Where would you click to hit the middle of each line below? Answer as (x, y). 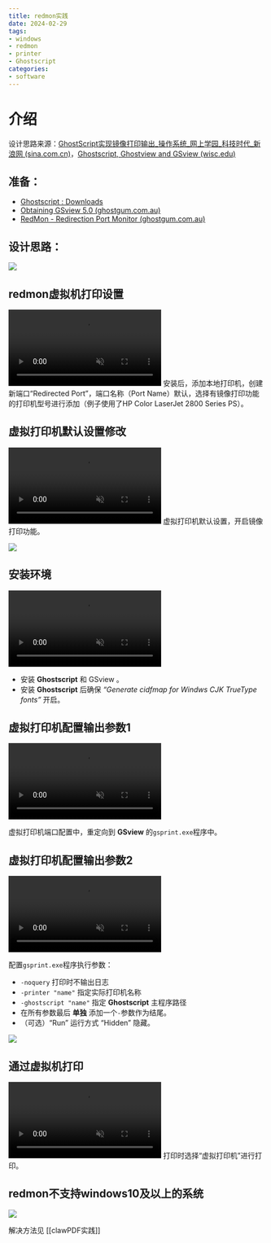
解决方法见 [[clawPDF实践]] (55, 1230)
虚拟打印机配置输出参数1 (70, 728)
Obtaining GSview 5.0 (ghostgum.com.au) (90, 210)
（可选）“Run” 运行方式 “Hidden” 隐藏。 (87, 1023)
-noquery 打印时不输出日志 (65, 983)
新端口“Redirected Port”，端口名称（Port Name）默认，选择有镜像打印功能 (134, 393)
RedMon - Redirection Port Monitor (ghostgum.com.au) (113, 219)
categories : (28, 69)
